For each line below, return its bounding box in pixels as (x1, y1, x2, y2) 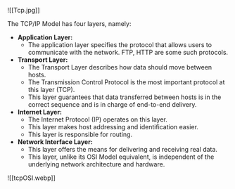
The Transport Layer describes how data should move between (27, 63, 212, 71)
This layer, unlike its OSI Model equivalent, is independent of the (27, 152, 215, 161)
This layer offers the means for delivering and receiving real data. (27, 145, 218, 153)
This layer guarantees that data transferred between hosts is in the (27, 93, 222, 101)
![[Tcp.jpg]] (7, 6, 40, 14)
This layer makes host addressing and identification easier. (27, 123, 199, 131)
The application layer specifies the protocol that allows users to (27, 41, 212, 48)
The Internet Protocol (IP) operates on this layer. (27, 115, 167, 124)
